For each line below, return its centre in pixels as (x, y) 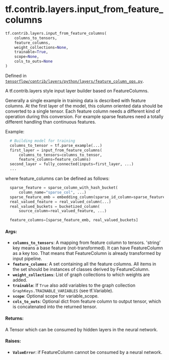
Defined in (16, 75)
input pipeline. (27, 259)
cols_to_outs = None (33, 61)
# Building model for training (43, 141)
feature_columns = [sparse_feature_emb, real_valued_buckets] (74, 220)
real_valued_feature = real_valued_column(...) (61, 202)
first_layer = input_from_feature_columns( (56, 150)
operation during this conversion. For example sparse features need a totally (84, 116)
